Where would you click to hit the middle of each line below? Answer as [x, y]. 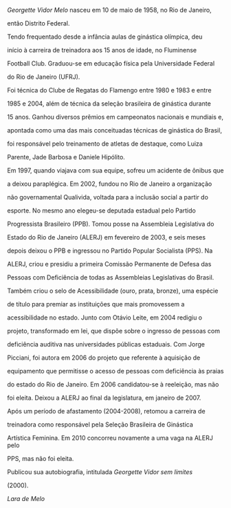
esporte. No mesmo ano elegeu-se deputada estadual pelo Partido [101, 211]
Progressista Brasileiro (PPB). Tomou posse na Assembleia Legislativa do [111, 224]
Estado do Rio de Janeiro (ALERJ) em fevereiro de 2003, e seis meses [107, 237]
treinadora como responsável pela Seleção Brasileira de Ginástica [100, 424]
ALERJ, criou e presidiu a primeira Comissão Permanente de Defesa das [109, 264]
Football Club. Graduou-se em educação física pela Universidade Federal [111, 63]
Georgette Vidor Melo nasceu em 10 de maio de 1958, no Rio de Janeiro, [109, 10]
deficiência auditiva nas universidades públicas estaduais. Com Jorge [106, 344]
